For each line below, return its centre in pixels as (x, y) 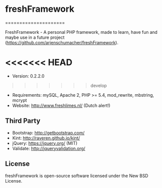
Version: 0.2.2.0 (28, 76)
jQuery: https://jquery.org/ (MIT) (45, 143)
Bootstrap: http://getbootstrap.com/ (48, 133)
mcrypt (19, 100)
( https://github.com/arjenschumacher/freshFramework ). (62, 42)
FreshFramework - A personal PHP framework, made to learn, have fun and (81, 32)
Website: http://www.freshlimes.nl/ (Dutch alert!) (61, 105)
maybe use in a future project (35, 37)
